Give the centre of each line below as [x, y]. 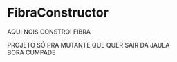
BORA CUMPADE [31, 52]
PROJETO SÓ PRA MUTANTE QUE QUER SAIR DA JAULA [88, 45]
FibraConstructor [58, 13]
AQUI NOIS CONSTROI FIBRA [49, 32]
